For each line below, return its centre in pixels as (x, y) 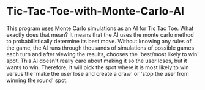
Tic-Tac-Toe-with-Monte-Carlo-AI (95, 11)
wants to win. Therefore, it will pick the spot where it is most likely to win (98, 67)
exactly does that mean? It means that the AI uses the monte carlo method (100, 34)
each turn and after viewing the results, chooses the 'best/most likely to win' (103, 54)
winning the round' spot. (37, 80)
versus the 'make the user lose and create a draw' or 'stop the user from (98, 73)
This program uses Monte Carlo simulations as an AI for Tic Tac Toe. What (100, 28)
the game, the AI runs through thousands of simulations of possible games (100, 48)
